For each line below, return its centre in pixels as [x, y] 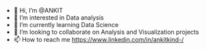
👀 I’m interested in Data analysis [59, 18]
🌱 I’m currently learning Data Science [66, 25]
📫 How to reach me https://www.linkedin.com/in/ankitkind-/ [99, 40]
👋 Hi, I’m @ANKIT [38, 10]
